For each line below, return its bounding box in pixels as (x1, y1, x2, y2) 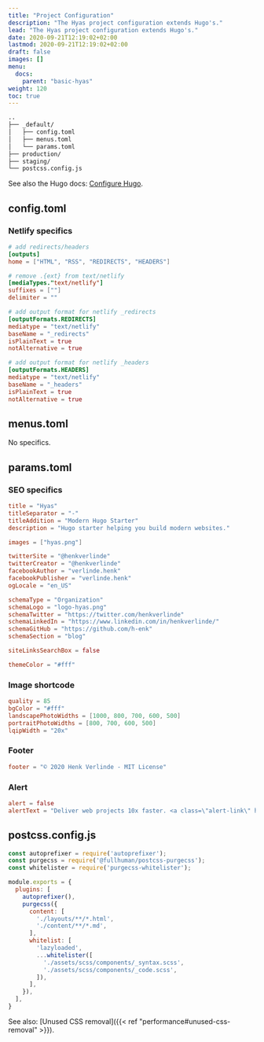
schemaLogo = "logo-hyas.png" (8, 603, 108, 611)
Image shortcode (8, 679, 75, 690)
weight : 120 (8, 84, 47, 93)
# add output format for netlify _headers (8, 359, 149, 366)
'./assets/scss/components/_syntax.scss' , (42, 959, 185, 967)
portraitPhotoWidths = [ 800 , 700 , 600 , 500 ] (8, 719, 156, 727)
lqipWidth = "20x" (8, 727, 68, 735)
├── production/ (8, 150, 61, 158)
